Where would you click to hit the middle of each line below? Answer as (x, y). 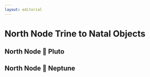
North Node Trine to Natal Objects (75, 33)
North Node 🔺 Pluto (35, 52)
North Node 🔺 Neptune (40, 68)
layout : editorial (23, 10)
